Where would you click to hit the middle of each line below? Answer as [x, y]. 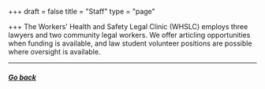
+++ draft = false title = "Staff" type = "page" [82, 11]
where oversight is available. [54, 52]
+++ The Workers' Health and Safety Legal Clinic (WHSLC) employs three [128, 26]
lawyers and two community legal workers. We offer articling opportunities [129, 35]
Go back [22, 77]
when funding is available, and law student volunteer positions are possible [130, 43]
